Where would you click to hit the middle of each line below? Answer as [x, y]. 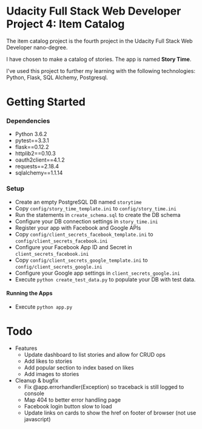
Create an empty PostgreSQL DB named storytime [78, 202]
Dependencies [28, 121]
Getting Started [46, 102]
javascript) [37, 419]
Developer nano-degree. [37, 47]
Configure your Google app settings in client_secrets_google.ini [97, 273]
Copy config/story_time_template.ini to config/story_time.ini [96, 208]
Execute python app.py [44, 307]
